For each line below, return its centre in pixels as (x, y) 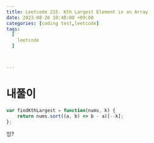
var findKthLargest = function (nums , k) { (61, 110)
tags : (13, 29)
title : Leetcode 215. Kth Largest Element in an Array (77, 12)
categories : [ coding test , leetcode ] (53, 23)
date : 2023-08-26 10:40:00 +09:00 (50, 18)
